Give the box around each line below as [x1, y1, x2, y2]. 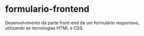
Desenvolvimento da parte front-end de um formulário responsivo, [5, 20, 140, 26]
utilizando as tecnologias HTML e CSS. [5, 25, 84, 31]
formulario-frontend [5, 3, 89, 15]
